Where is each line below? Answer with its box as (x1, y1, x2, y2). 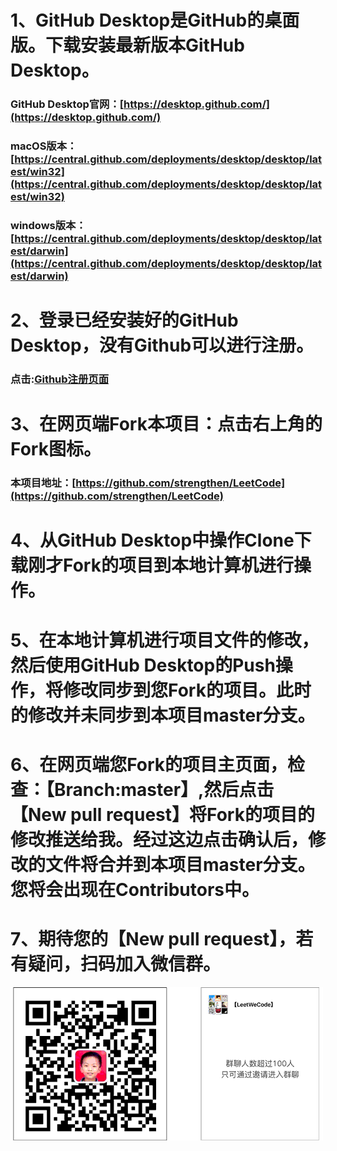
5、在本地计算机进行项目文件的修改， (10, 629, 320, 651)
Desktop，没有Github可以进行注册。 (10, 334, 315, 357)
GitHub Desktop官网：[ (10, 97, 124, 111)
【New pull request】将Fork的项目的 (10, 803, 315, 826)
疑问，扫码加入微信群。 (28, 952, 222, 975)
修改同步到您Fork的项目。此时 (63, 679, 312, 701)
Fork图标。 (10, 438, 102, 461)
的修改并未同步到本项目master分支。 (10, 704, 316, 726)
